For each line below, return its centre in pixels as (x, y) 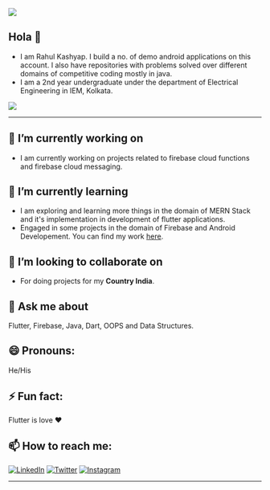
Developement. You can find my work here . (92, 236)
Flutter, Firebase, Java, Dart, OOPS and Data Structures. (101, 326)
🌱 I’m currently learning (68, 192)
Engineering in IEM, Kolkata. (66, 90)
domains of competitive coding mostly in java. (96, 73)
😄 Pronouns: (42, 351)
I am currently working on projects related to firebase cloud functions (135, 157)
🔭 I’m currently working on (76, 139)
